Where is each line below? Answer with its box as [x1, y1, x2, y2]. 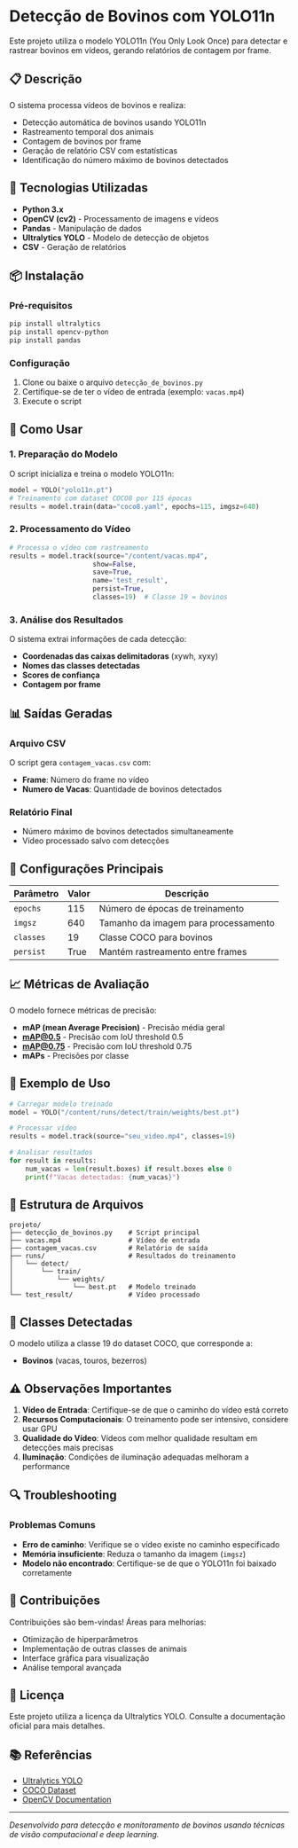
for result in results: [9, 1156, 98, 1165]
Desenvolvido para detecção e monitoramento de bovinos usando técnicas [9, 1820, 286, 1830]
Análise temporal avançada [21, 1662, 122, 1672]
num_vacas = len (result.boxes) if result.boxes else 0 [25, 1164, 232, 1173]
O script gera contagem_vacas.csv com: [9, 756, 152, 768]
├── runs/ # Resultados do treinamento [9, 1252, 237, 1261]
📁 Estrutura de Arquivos [9, 1197, 145, 1212]
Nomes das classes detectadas [21, 661, 140, 671]
